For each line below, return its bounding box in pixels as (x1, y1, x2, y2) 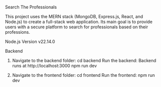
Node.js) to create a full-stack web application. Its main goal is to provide (5, 19, 153, 24)
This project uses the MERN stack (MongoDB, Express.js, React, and (5, 14, 143, 19)
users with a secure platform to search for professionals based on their (5, 24, 148, 30)
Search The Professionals (5, 4, 57, 10)
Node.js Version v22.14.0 (5, 39, 55, 44)
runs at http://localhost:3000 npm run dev (12, 63, 97, 68)
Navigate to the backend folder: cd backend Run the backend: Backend (12, 58, 157, 63)
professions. (5, 29, 30, 35)
